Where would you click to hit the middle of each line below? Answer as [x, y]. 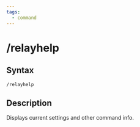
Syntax [20, 71]
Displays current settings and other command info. [70, 118]
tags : [13, 12]
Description [29, 103]
